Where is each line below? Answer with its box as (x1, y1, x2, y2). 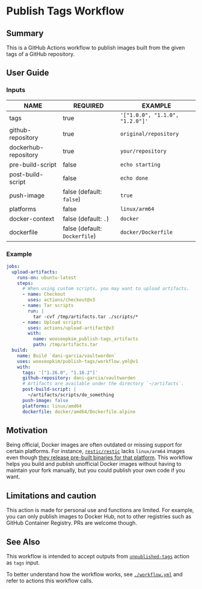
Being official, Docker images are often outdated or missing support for (6, 441, 182, 448)
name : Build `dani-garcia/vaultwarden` (17, 353, 117, 359)
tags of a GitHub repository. (6, 50, 75, 58)
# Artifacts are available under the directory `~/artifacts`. (22, 380, 185, 387)
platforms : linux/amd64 (22, 403, 82, 409)
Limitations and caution (6, 490, 97, 501)
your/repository (120, 147, 167, 154)
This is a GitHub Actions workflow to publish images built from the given (6, 44, 185, 51)
